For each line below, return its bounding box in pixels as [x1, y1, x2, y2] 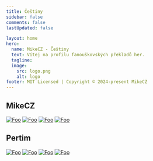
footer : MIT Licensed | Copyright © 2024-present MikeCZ [6, 79, 148, 85]
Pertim [6, 133, 31, 143]
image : [11, 63, 27, 68]
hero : [6, 41, 19, 47]
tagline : [11, 57, 33, 63]
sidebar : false [6, 14, 43, 20]
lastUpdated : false [6, 25, 54, 31]
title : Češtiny [6, 8, 43, 15]
